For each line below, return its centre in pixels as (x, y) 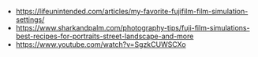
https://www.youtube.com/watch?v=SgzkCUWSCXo (101, 45)
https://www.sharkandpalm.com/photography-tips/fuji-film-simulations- (133, 28)
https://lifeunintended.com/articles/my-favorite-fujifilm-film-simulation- (132, 11)
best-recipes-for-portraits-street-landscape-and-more (105, 36)
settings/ (30, 20)
